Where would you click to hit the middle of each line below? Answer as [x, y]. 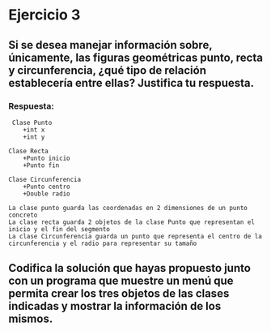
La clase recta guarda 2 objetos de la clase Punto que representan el [131, 222]
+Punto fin [41, 165]
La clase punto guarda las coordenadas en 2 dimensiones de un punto [128, 208]
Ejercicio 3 [44, 15]
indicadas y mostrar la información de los [115, 306]
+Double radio [47, 193]
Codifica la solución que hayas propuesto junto [129, 268]
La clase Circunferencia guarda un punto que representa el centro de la [135, 236]
